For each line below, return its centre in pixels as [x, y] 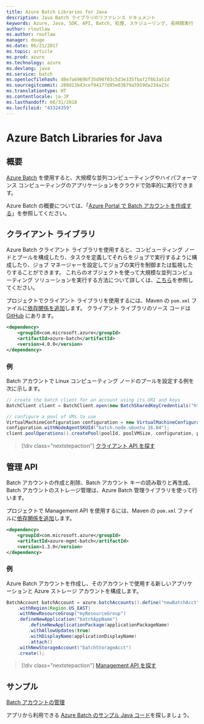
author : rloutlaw [28, 29]
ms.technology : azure [34, 63]
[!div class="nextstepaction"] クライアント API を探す [88, 446]
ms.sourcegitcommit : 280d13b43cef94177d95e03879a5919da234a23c [88, 86]
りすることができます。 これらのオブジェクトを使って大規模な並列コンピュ [100, 272]
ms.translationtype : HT [36, 91]
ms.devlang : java [28, 68]
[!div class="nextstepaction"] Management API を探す [89, 666]
